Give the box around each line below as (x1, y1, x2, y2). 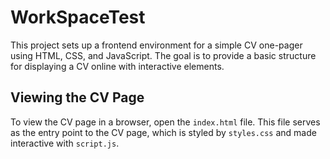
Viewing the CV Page (10, 89, 145, 106)
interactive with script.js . (10, 137, 120, 149)
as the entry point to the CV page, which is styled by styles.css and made (10, 126, 317, 138)
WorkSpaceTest (10, 6, 146, 29)
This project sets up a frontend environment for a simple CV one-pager (10, 39, 303, 51)
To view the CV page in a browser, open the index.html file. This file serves (10, 116, 321, 128)
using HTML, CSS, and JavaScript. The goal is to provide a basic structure (10, 49, 317, 61)
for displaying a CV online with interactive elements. (10, 60, 225, 72)
